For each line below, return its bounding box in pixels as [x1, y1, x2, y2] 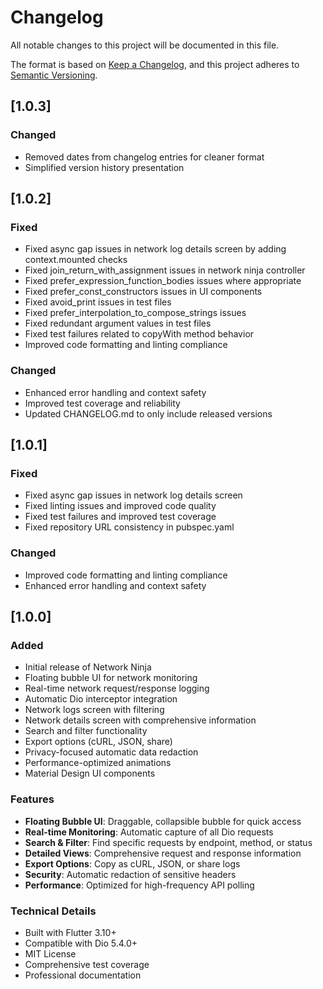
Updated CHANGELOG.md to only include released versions [24, 407, 273, 420]
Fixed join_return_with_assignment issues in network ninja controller [24, 264, 306, 276]
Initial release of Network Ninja [24, 661, 152, 673]
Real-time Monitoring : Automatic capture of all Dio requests [24, 826, 274, 838]
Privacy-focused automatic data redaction [24, 746, 199, 758]
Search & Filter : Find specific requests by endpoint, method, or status [24, 836, 313, 848]
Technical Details [10, 904, 97, 918]
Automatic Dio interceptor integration [24, 693, 178, 705]
